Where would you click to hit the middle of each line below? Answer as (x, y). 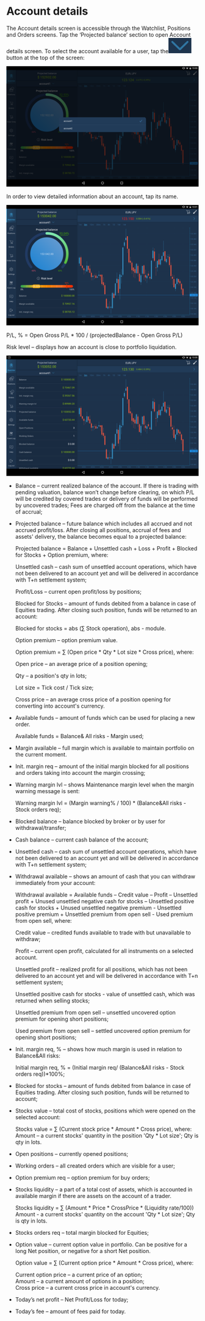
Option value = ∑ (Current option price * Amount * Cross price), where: (104, 1263)
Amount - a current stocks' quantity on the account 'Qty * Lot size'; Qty (105, 1214)
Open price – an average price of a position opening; (81, 664)
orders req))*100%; (40, 1074)
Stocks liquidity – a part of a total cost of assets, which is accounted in (104, 1189)
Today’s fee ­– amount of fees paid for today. (70, 1311)
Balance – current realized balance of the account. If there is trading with (107, 486)
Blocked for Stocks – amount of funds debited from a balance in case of (106, 603)
